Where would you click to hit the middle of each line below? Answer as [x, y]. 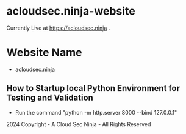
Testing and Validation [50, 98]
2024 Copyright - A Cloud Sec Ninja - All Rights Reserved [79, 124]
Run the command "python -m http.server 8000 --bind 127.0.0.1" [96, 112]
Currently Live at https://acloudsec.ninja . [58, 28]
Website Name [44, 52]
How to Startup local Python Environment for [93, 88]
